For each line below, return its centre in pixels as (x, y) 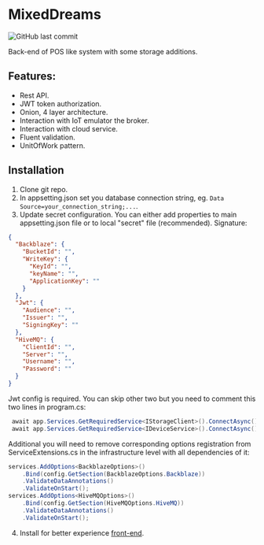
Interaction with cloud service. (68, 128)
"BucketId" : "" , (49, 252)
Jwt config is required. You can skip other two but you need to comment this (132, 399)
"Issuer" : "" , (45, 318)
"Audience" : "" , (49, 310)
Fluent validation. (48, 137)
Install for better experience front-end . (82, 532)
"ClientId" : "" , (49, 347)
